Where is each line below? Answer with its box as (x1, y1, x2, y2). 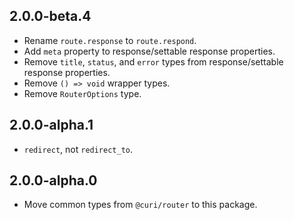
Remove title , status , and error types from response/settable (23, 55, 284, 68)
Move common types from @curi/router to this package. (23, 199, 258, 211)
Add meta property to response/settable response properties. (23, 45, 276, 57)
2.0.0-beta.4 (9, 8, 92, 25)
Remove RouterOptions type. (23, 87, 142, 99)
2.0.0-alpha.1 (9, 117, 94, 134)
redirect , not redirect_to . (23, 143, 134, 155)
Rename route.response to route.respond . (23, 34, 197, 46)
